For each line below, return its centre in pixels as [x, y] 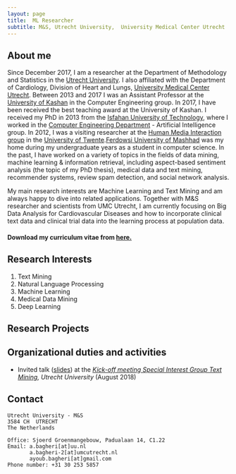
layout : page [26, 14]
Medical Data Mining [47, 299]
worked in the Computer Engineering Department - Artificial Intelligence [112, 125]
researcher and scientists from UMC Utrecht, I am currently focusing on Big [117, 206]
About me [29, 55]
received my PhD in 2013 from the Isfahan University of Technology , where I [118, 118]
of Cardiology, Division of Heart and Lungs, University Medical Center [108, 87]
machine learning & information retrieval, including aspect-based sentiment [117, 162]
